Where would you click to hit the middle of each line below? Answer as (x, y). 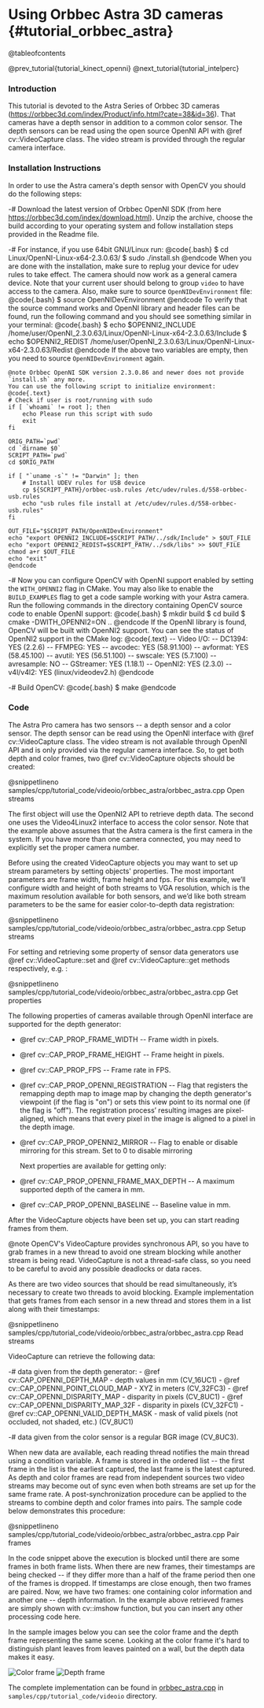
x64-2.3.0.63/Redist (40, 350)
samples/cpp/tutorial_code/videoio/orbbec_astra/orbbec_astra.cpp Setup (127, 928)
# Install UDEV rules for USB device (84, 483)
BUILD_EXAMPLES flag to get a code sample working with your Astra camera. (128, 597)
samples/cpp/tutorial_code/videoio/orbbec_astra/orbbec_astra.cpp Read (126, 1332)
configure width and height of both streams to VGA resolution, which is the (129, 887)
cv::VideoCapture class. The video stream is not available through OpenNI (128, 741)
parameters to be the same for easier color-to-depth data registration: (121, 904)
